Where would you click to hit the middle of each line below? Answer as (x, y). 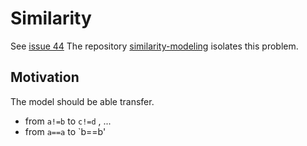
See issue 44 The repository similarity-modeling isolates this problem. (154, 46)
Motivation (45, 77)
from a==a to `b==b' (65, 131)
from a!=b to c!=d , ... (68, 121)
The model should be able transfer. (82, 101)
